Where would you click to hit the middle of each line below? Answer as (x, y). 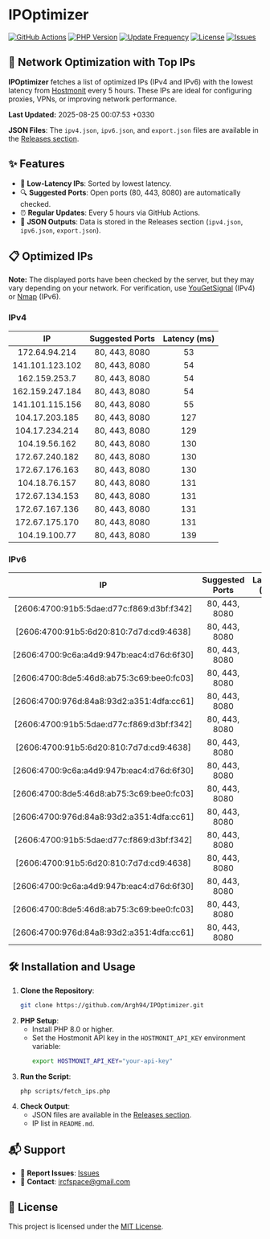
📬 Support (37, 1149)
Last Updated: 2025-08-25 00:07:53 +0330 (82, 114)
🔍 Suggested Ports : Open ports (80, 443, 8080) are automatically (130, 192)
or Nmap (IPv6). (35, 297)
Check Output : (45, 1106)
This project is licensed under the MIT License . (86, 1227)
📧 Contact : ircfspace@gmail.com (75, 1182)
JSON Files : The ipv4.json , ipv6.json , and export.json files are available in (133, 130)
